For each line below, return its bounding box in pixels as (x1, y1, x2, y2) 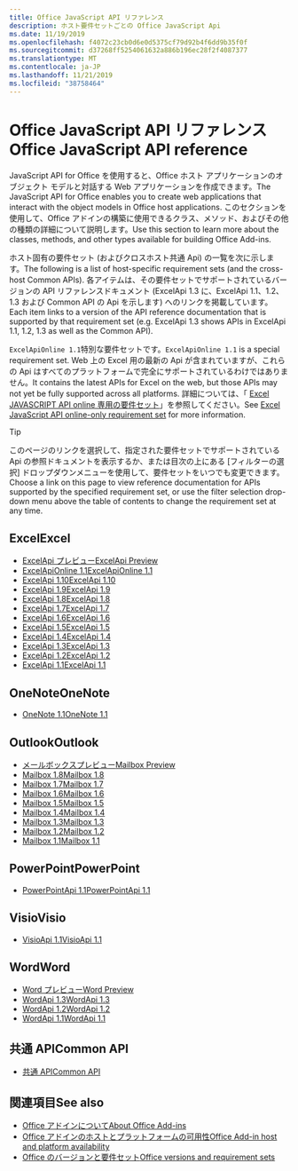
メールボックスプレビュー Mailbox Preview (21, 760, 176, 770)
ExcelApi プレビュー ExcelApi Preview (21, 556, 159, 566)
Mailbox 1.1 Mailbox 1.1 (21, 835, 100, 846)
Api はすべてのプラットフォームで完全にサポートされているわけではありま (19, 366, 289, 376)
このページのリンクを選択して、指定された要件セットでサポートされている (9, 445, 281, 455)
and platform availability (21, 1142, 110, 1152)
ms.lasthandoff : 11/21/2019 (9, 71, 114, 80)
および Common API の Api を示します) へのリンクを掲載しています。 (20, 297, 273, 307)
